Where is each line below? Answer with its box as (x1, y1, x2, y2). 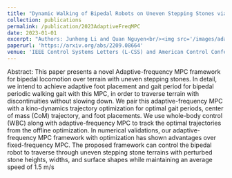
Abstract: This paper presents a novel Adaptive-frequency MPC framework (7, 67, 221, 76)
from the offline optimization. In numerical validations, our (7, 126, 171, 135)
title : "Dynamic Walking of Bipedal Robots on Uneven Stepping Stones (7, 10, 215, 17)
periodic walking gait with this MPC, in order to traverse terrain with (7, 89, 200, 97)
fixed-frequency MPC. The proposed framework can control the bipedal (7, 141, 212, 149)
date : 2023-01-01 (7, 29, 57, 37)
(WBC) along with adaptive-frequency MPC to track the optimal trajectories (7, 119, 222, 127)
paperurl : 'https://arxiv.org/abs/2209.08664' (7, 42, 144, 49)
